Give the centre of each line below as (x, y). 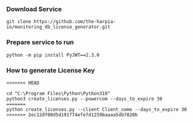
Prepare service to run (40, 43)
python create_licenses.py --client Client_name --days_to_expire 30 (97, 109)
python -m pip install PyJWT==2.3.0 (53, 55)
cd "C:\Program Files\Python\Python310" (59, 93)
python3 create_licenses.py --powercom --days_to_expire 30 (85, 99)
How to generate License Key (51, 70)
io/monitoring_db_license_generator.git (59, 27)
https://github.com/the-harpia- (75, 22)
